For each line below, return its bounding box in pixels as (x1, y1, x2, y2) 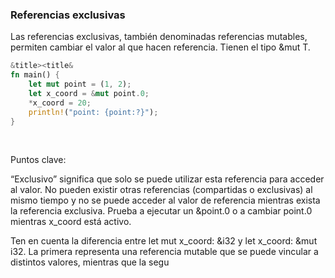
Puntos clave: (10, 154, 67, 166)
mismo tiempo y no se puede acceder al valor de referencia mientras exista (10, 194, 321, 207)
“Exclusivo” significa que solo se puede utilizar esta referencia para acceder (10, 173, 325, 185)
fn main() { (10, 70, 60, 80)
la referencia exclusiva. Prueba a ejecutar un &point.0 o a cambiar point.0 (10, 205, 313, 217)
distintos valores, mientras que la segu (10, 256, 170, 268)
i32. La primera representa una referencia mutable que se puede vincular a (10, 246, 319, 258)
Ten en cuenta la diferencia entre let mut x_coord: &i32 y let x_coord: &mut (10, 235, 318, 247)
